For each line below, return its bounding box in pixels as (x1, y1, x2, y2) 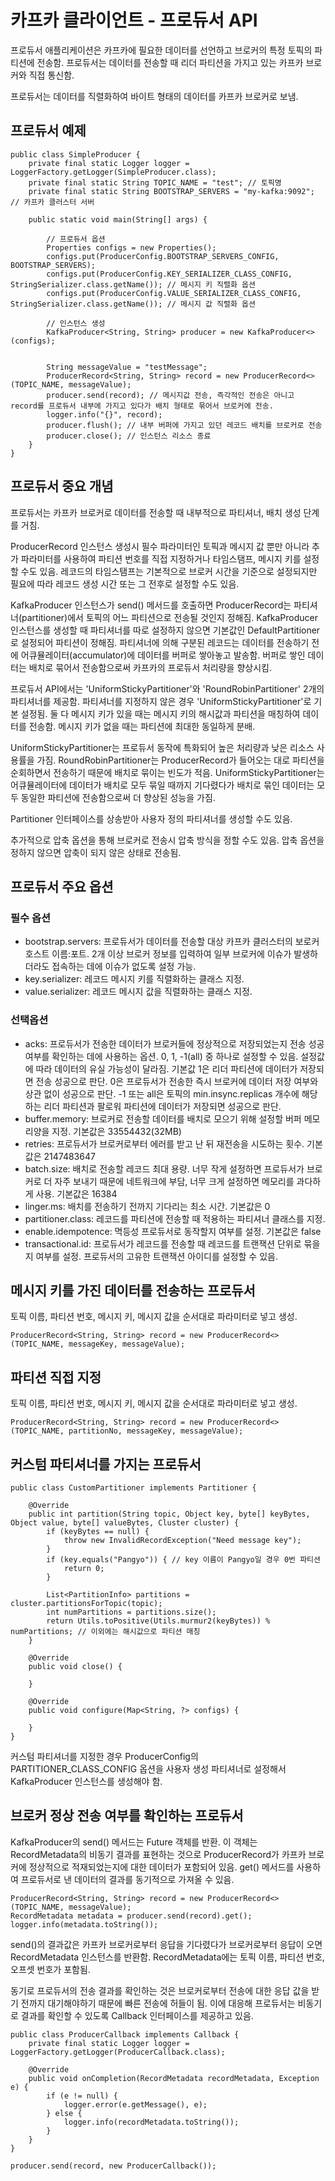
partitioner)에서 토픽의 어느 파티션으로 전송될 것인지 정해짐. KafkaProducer (21, 611, 318, 623)
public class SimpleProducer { (10, 149, 141, 160)
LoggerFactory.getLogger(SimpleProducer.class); (10, 167, 217, 177)
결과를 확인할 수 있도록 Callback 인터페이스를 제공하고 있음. (20, 2009, 254, 2021)
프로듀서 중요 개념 (10, 478, 114, 495)
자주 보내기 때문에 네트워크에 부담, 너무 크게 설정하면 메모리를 (54, 1175, 295, 1187)
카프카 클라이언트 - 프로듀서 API (10, 9, 258, 32)
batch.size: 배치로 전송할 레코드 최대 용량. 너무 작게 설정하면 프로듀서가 (24, 1162, 305, 1175)
